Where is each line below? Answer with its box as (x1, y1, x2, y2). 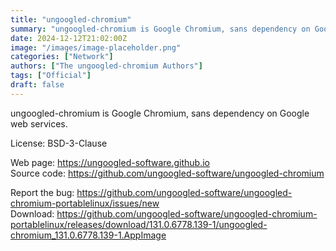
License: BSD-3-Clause (10, 137, 108, 149)
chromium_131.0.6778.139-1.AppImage (10, 229, 167, 241)
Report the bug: (10, 186, 75, 198)
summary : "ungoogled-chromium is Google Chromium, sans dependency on (10, 24, 311, 34)
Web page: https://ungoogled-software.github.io (10, 156, 210, 168)
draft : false (10, 80, 65, 90)
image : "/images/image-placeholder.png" (10, 42, 182, 53)
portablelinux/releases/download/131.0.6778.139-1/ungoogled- (10, 218, 268, 230)
